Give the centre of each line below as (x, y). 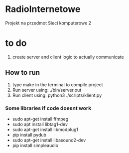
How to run (23, 73)
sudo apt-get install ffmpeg (40, 119)
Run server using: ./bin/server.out (47, 90)
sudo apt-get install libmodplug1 (45, 129)
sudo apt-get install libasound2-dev (49, 140)
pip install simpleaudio (35, 145)
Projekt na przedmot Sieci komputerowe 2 (48, 23)
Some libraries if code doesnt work (48, 108)
